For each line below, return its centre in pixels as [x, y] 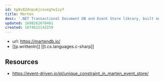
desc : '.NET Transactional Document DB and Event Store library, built [79, 18]
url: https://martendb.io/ [36, 41]
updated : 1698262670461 [29, 23]
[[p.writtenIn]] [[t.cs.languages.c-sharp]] [53, 47]
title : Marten [20, 14]
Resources [22, 62]
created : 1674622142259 [29, 28]
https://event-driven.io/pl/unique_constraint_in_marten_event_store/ [80, 73]
